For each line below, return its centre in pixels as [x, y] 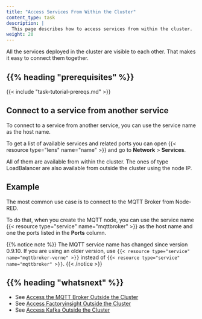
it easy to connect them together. [47, 58]
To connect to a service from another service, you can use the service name [101, 125]
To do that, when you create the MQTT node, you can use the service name [100, 220]
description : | [25, 23]
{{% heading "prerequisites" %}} [70, 77]
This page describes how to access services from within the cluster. [102, 29]
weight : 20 [20, 35]
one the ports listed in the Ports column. [56, 232]
